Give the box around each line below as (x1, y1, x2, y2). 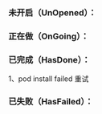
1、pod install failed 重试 (8, 74, 89, 83)
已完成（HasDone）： (8, 54, 91, 65)
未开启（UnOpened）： (8, 6, 97, 18)
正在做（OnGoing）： (8, 31, 90, 42)
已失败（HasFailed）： (8, 96, 94, 108)
